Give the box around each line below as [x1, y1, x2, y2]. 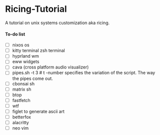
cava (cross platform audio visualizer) [12, 64, 89, 70]
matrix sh [12, 86, 32, 92]
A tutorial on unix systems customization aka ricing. [5, 20, 110, 26]
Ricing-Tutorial [5, 3, 67, 15]
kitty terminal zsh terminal [12, 48, 65, 54]
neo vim [12, 125, 29, 131]
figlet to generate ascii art [12, 108, 65, 114]
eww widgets [12, 59, 39, 65]
